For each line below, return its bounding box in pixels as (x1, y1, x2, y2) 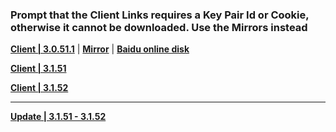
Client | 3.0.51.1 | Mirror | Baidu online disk (10, 43, 190, 55)
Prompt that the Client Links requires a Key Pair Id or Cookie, (10, 8, 310, 22)
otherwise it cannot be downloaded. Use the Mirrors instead (10, 20, 308, 34)
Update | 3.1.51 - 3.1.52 (10, 111, 107, 123)
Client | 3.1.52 (10, 82, 69, 94)
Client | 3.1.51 (10, 63, 67, 75)
